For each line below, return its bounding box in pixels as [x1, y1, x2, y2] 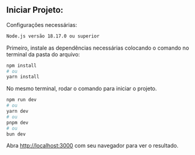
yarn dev [6, 108, 29, 115]
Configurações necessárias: [6, 21, 78, 28]
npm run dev [6, 97, 37, 103]
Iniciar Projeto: [6, 5, 64, 15]
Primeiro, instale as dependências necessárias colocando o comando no [6, 44, 189, 51]
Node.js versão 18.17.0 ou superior [6, 33, 100, 39]
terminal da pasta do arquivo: [6, 50, 81, 58]
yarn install [6, 74, 40, 80]
